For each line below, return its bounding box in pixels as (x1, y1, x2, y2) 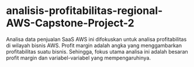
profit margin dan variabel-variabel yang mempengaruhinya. (6, 54, 151, 61)
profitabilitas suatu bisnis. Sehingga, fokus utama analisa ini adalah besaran (6, 48, 188, 55)
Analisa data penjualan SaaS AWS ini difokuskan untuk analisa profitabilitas (6, 36, 187, 43)
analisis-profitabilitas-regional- (6, 4, 163, 17)
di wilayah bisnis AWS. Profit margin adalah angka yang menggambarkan (6, 42, 182, 49)
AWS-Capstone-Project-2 (6, 16, 134, 30)
